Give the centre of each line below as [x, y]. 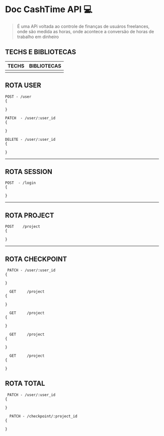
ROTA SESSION [29, 172]
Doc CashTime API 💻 [49, 10]
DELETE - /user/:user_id [30, 139]
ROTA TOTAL [25, 383]
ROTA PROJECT [30, 215]
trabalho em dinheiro [38, 37]
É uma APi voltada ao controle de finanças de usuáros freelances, [83, 26]
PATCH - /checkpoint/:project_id [43, 416]
